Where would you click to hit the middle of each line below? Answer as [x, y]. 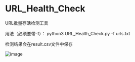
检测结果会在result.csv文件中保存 [39, 44]
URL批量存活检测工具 [27, 23]
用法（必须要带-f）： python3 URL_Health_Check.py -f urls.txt [67, 33]
